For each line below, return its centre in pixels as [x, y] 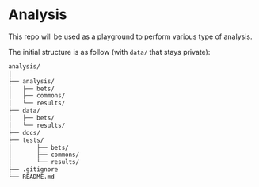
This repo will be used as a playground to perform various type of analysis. [130, 36]
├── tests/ [26, 140]
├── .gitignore [33, 170]
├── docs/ [25, 132]
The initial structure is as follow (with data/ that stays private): [109, 52]
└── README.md [32, 177]
